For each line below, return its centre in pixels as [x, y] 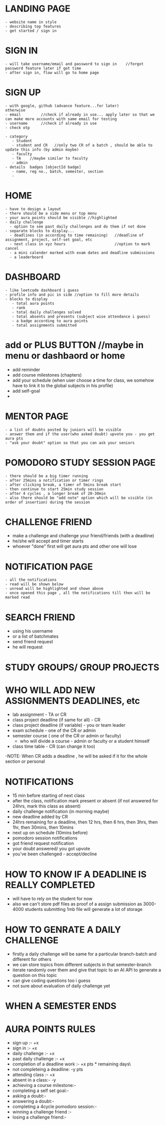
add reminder [26, 369]
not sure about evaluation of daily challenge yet [61, 986]
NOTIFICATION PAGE [49, 567]
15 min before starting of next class [48, 795]
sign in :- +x [25, 1048]
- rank [19, 308]
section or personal [25, 761]
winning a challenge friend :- [42, 1112]
